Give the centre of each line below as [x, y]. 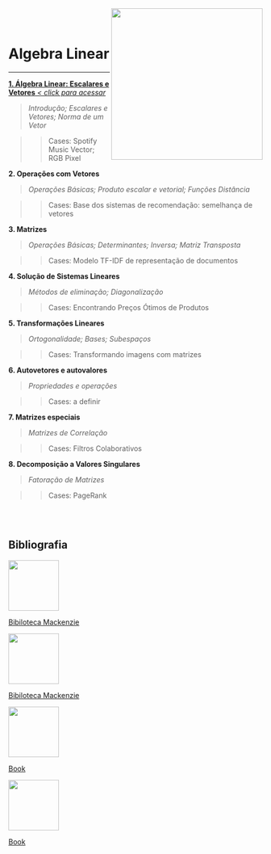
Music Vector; [71, 149]
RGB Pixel [65, 158]
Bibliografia [38, 545]
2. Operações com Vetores [54, 174]
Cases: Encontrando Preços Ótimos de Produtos [129, 307]
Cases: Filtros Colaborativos [95, 448]
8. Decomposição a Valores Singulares [75, 464]
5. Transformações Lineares [56, 323]
